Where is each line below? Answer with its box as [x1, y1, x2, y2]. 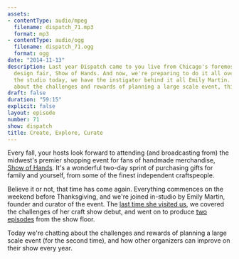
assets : [7, 10, 31, 18]
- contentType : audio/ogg [7, 37, 84, 44]
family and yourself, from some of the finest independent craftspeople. [7, 171, 215, 180]
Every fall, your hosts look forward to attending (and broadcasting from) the [7, 148, 229, 157]
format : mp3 [14, 30, 50, 38]
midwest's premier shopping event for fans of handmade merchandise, [7, 156, 216, 165]
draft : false [7, 89, 46, 97]
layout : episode [7, 109, 55, 116]
